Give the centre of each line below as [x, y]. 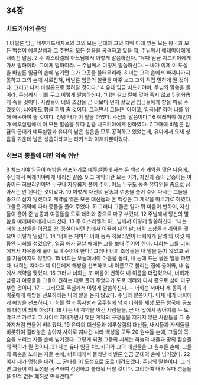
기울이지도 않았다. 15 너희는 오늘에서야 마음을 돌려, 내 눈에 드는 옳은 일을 [96, 258]
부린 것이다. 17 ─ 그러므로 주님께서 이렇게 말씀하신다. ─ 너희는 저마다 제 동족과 [97, 288]
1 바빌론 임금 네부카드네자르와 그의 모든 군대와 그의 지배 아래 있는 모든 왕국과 [95, 43]
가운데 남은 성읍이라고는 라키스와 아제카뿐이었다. [73, 139]
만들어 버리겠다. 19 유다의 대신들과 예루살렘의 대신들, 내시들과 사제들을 [108, 324]
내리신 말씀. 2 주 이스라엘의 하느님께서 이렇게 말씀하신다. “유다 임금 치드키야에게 [99, 57]
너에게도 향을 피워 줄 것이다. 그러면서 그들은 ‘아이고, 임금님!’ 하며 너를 [103, 109]
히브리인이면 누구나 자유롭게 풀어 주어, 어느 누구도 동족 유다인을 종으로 [103, 184]
